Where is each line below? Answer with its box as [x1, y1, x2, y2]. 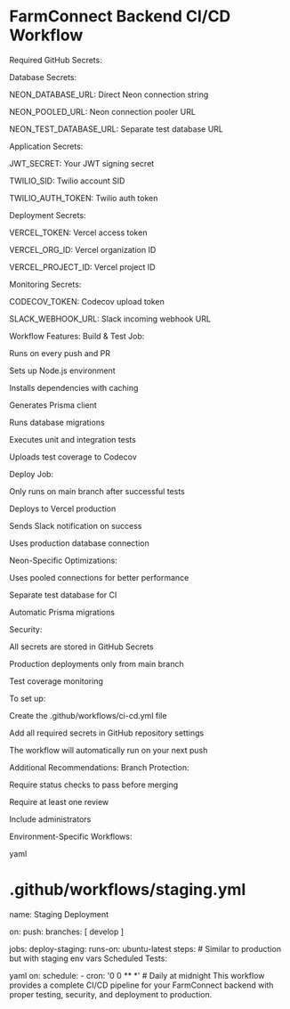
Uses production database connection [9, 537, 149, 549]
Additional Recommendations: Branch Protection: [9, 761, 189, 772]
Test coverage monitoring [9, 675, 104, 687]
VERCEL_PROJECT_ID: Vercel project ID [9, 261, 156, 273]
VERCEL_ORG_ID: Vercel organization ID [9, 244, 157, 255]
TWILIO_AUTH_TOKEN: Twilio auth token [9, 192, 158, 203]
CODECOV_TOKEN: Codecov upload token [9, 296, 165, 306]
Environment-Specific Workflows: [9, 831, 133, 842]
